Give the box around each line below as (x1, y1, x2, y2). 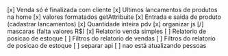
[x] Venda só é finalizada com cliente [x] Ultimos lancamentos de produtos (7, 6, 218, 13)
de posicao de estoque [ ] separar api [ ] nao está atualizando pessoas (7, 42, 207, 49)
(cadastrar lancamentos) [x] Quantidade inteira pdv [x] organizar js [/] (7, 20, 204, 28)
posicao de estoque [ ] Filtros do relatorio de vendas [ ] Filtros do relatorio (7, 34, 216, 43)
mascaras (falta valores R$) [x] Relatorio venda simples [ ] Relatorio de (7, 27, 207, 35)
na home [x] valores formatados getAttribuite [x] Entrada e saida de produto (7, 13, 221, 21)
